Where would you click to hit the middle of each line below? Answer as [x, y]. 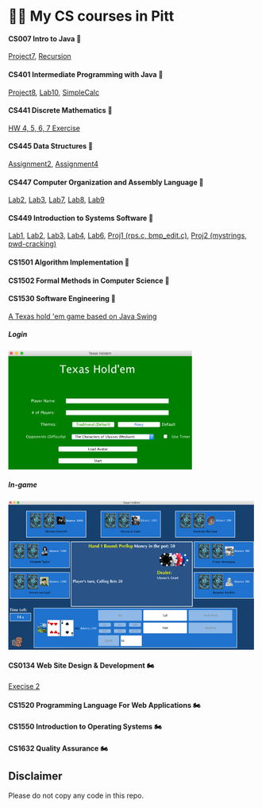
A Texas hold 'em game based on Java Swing [83, 316]
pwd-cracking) [33, 244]
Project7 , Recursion [40, 56]
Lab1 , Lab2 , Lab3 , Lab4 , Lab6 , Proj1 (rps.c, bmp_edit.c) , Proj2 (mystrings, [128, 236]
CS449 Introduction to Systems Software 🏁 [81, 218]
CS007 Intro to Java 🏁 [45, 38]
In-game [23, 485]
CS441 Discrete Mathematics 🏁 [60, 110]
